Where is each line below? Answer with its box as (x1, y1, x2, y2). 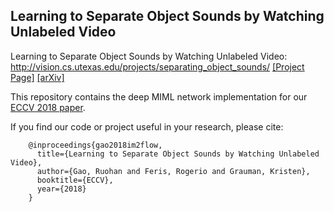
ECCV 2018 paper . (10, 101, 86, 113)
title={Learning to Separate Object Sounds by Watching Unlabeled (36, 149, 320, 159)
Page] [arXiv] (10, 71, 65, 83)
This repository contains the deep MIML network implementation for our (10, 90, 308, 103)
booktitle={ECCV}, (36, 175, 114, 185)
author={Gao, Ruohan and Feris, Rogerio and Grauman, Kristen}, (36, 166, 311, 176)
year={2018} (36, 184, 87, 194)
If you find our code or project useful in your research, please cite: (10, 120, 284, 133)
